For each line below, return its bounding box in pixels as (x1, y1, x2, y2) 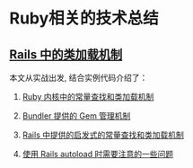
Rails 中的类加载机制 (9, 47, 123, 62)
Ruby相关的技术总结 (9, 8, 159, 29)
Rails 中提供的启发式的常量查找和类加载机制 (22, 129, 184, 140)
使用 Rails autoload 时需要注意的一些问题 (22, 149, 173, 159)
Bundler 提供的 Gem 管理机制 (22, 111, 131, 121)
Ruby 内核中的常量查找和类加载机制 (22, 92, 154, 102)
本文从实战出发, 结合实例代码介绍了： (9, 73, 148, 83)
